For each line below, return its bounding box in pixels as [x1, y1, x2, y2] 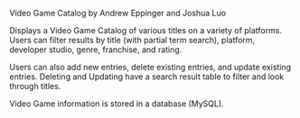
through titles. [9, 81, 61, 91]
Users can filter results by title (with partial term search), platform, [9, 35, 256, 45]
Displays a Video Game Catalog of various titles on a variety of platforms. [9, 25, 283, 35]
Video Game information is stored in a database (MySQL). [9, 98, 224, 109]
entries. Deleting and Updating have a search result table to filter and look [9, 71, 285, 82]
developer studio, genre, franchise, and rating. [9, 44, 183, 55]
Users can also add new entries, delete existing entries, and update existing [9, 62, 292, 72]
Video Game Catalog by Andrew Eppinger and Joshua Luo [9, 8, 227, 18]
